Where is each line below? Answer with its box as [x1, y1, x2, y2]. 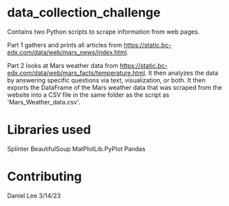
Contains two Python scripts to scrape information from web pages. [7, 27, 200, 36]
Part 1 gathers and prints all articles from [7, 41, 123, 49]
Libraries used [7, 122, 91, 138]
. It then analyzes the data [144, 69, 219, 77]
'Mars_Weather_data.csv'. [7, 98, 81, 106]
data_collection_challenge [7, 5, 161, 21]
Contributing [7, 169, 82, 185]
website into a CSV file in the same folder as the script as [7, 91, 170, 99]
